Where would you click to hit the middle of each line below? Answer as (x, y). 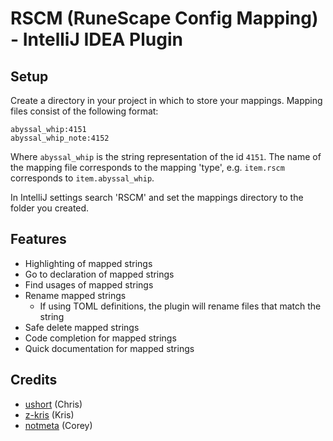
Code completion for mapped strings (100, 338)
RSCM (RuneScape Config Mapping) (164, 18)
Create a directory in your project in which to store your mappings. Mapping (166, 100)
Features (38, 239)
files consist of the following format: (84, 111)
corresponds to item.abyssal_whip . (82, 178)
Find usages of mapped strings (89, 284)
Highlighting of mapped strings (88, 263)
